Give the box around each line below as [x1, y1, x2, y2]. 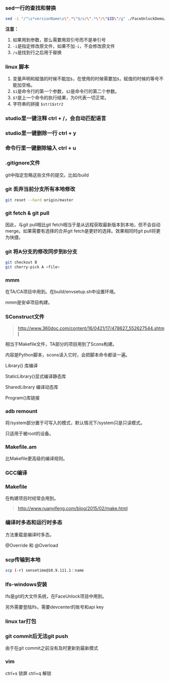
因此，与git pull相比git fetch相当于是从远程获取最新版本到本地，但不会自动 [5, 221, 161, 228]
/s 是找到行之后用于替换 [12, 50, 62, 56]
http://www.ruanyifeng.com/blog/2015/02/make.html [17, 506, 128, 512]
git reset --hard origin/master [5, 197, 73, 203]
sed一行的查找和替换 [5, 4, 57, 11]
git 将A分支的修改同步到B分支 [5, 248, 77, 255]
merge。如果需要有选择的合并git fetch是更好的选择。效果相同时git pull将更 [5, 228, 161, 234]
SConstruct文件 [5, 313, 45, 321]
